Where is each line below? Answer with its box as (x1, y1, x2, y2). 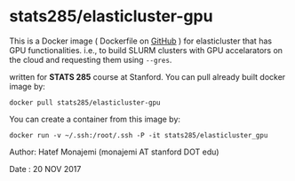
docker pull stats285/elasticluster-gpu (9, 98, 162, 107)
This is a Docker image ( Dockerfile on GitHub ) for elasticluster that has (9, 35, 273, 46)
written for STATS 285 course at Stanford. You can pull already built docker (9, 71, 286, 82)
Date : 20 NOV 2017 (9, 163, 82, 174)
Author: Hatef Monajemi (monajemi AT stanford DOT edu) (9, 146, 219, 157)
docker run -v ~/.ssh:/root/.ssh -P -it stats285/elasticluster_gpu (9, 130, 268, 139)
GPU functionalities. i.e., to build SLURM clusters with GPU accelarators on (9, 44, 283, 55)
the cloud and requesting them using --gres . (9, 54, 172, 65)
